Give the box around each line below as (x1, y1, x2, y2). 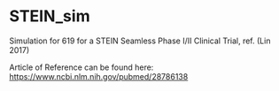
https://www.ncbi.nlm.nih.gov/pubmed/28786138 (9, 71, 189, 81)
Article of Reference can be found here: (9, 62, 154, 72)
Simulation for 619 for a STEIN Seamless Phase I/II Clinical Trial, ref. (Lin (9, 35, 271, 46)
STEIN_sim (9, 6, 90, 27)
